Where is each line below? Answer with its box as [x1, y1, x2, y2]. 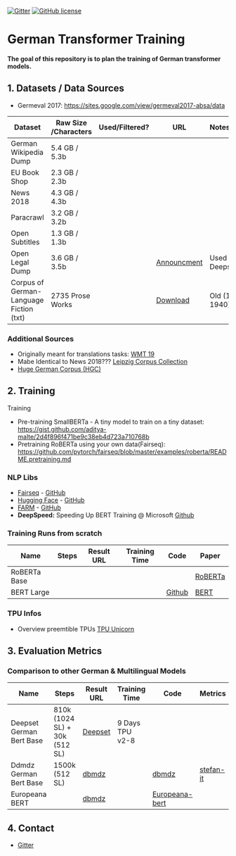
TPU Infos [7, 609, 42, 619]
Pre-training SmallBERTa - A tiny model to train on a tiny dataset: [17, 417, 205, 426]
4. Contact [7, 822, 55, 834]
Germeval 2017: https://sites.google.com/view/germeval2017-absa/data [17, 101, 225, 109]
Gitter [17, 841, 34, 850]
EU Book [11, 168, 40, 177]
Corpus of [11, 277, 44, 287]
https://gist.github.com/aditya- [17, 424, 107, 433]
